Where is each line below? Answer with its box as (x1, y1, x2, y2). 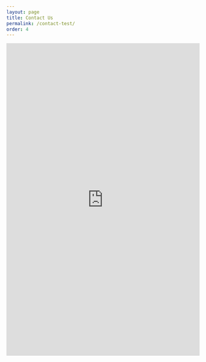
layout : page (6, 9, 40, 15)
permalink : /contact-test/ (6, 20, 75, 26)
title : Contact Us (6, 15, 53, 21)
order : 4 (6, 26, 29, 33)
